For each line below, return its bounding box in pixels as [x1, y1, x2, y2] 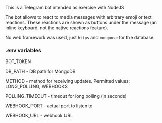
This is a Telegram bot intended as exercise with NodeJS [5, 5, 124, 10]
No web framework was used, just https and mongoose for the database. [5, 35, 155, 40]
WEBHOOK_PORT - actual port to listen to [5, 103, 93, 109]
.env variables [5, 47, 42, 54]
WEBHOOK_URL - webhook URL [5, 113, 73, 119]
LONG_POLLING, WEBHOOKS [5, 83, 68, 90]
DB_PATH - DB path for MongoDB [5, 68, 76, 75]
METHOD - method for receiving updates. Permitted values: [5, 78, 131, 84]
